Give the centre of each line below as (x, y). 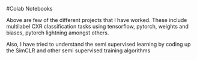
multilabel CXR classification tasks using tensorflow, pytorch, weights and (98, 26)
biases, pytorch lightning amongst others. (58, 33)
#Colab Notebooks (29, 9)
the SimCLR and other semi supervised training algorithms (78, 50)
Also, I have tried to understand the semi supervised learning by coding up (98, 44)
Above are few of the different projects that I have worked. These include (97, 20)
